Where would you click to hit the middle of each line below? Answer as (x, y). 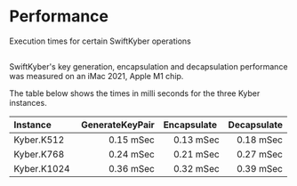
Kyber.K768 (39, 155)
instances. (28, 103)
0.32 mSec (196, 169)
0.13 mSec (196, 140)
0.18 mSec (260, 140)
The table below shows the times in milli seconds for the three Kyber (135, 93)
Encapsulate (190, 125)
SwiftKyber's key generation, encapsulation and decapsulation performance (148, 67)
